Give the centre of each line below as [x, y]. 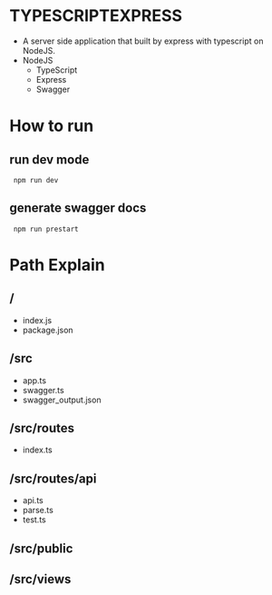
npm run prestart [46, 229]
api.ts [33, 501]
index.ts [37, 450]
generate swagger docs [78, 208]
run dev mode [49, 159]
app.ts [34, 380]
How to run [52, 126]
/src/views [40, 579]
